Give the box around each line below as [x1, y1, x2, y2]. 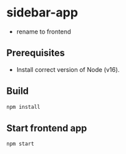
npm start [6, 140, 35, 148]
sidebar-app [6, 5, 78, 21]
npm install [6, 103, 40, 110]
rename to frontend [16, 27, 71, 36]
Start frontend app [6, 122, 87, 134]
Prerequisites [6, 47, 65, 59]
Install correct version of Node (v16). [16, 65, 121, 73]
